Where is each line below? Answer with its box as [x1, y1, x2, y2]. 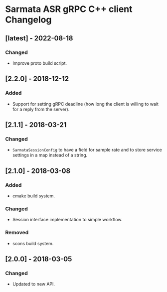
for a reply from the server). [12, 106, 70, 112]
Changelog [5, 14, 52, 25]
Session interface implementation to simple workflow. [12, 217, 123, 223]
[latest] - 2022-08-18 [5, 34, 73, 42]
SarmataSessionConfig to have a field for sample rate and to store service [12, 147, 162, 153]
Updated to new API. [12, 281, 55, 287]
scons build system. [12, 240, 54, 246]
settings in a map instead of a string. [12, 152, 88, 158]
